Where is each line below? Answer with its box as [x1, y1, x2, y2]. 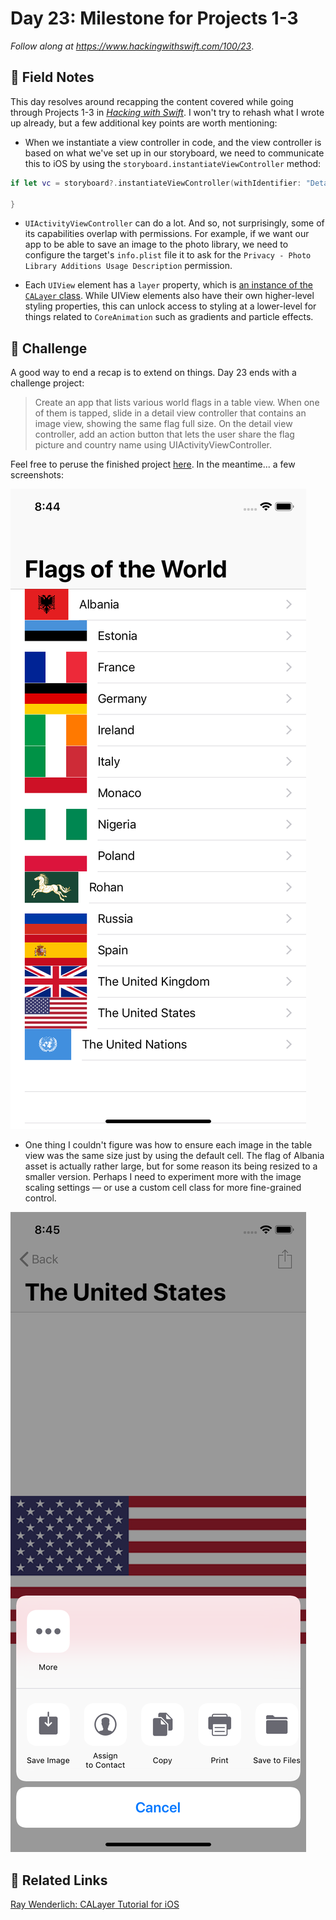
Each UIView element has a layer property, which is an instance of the [24, 279, 314, 291]
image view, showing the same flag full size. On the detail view [34, 418, 293, 430]
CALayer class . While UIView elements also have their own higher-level [24, 290, 315, 302]
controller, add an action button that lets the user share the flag [34, 428, 295, 441]
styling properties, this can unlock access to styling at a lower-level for [24, 300, 317, 312]
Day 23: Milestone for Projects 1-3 [10, 7, 299, 30]
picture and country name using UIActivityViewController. [34, 439, 273, 451]
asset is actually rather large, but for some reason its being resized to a [24, 1160, 318, 1172]
